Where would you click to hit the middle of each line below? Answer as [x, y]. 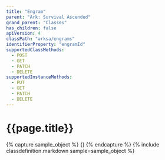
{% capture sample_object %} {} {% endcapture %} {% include [83, 144]
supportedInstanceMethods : [39, 77]
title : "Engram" [26, 11]
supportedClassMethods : [35, 50]
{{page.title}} [40, 128]
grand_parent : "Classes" [37, 22]
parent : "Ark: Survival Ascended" [49, 17]
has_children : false [32, 28]
